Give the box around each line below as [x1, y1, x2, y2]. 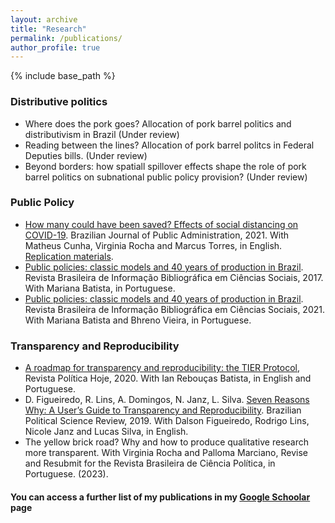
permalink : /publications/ [10, 33, 123, 43]
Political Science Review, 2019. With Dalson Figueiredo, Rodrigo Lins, [24, 415, 310, 427]
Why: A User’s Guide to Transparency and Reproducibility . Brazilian [24, 404, 302, 416]
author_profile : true [10, 42, 101, 53]
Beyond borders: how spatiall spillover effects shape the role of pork [24, 160, 307, 172]
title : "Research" [10, 24, 87, 34]
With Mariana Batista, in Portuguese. [24, 282, 176, 294]
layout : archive [10, 14, 78, 25]
